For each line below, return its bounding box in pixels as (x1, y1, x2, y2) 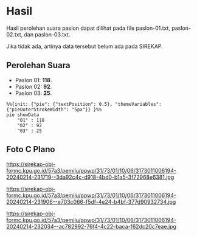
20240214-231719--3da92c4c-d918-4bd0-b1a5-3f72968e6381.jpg (6, 173, 175, 181)
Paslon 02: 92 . (15, 83, 52, 90)
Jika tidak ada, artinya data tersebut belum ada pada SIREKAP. (6, 43, 163, 50)
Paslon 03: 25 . (15, 89, 52, 97)
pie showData (6, 111, 40, 118)
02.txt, (6, 30, 23, 38)
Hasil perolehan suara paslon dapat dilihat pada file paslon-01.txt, (6, 24, 171, 32)
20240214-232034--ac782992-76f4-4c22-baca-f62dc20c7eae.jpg (6, 223, 176, 230)
